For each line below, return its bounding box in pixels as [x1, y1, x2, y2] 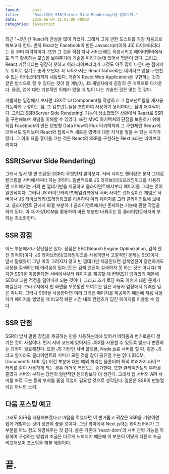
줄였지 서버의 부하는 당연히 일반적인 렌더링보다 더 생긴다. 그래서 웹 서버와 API [5, 371, 157, 377]
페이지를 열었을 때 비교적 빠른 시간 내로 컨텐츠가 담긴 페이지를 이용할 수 [14, 296, 155, 302]
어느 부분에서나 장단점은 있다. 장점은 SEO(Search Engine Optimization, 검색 [5, 245, 157, 251]
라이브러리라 [136, 42, 160, 49]
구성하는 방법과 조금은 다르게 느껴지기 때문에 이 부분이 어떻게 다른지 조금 [18, 433, 161, 439]
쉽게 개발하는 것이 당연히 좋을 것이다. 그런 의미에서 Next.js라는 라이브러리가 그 [5, 420, 160, 426]
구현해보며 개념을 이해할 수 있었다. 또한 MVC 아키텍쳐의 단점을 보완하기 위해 [10, 116, 160, 122]
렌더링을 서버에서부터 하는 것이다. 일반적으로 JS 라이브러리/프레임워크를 [5, 177, 147, 183]
